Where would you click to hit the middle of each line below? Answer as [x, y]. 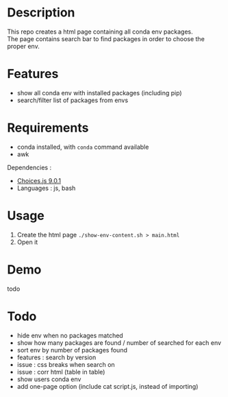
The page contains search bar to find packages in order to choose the [106, 38]
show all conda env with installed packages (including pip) [100, 93]
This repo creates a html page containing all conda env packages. [100, 32]
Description [41, 13]
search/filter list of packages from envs [73, 100]
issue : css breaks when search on [66, 364]
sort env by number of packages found [72, 350]
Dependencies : [29, 167]
